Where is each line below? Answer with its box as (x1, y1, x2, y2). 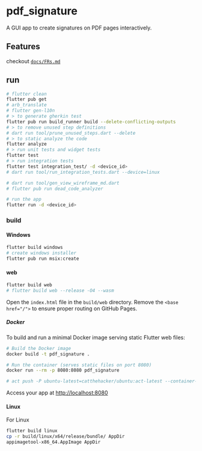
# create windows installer (6, 250, 77, 256)
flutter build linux (6, 428, 58, 434)
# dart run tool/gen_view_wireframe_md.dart (6, 180, 120, 186)
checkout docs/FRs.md (6, 57, 61, 64)
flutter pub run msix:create (6, 256, 79, 262)
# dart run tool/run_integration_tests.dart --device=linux (6, 169, 161, 175)
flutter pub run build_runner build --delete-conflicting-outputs (6, 118, 176, 124)
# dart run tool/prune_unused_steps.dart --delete (6, 130, 136, 136)
